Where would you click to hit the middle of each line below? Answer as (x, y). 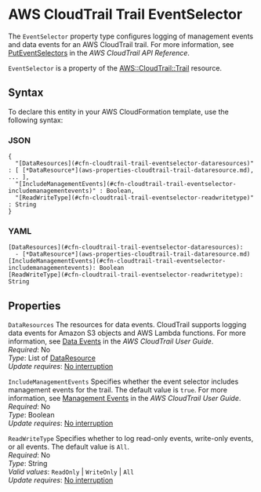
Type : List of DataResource (52, 358)
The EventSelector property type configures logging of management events (130, 36)
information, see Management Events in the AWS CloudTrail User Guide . (125, 399)
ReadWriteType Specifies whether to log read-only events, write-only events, (131, 439)
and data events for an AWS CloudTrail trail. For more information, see (121, 44)
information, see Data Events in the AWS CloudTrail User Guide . (111, 341)
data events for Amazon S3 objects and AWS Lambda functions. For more (127, 333)
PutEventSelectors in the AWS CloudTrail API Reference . (99, 53)
